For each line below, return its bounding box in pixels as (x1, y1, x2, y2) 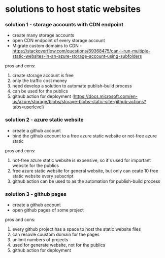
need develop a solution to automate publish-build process (12, 83, 132, 89)
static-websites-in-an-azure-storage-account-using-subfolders (12, 53, 142, 59)
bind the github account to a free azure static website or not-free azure (12, 132, 157, 139)
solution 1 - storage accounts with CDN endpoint (5, 21, 124, 28)
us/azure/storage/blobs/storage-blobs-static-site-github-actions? (12, 99, 146, 105)
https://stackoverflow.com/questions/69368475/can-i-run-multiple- (12, 48, 151, 54)
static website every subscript (12, 173, 74, 179)
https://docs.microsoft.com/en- (73, 93, 138, 99)
